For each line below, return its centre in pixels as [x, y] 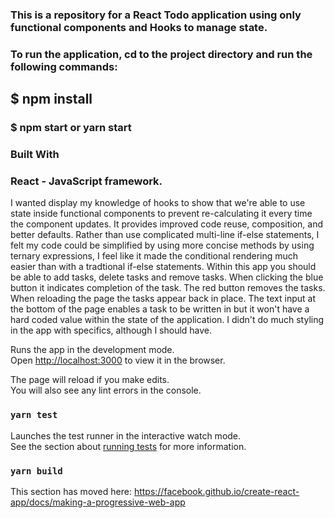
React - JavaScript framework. [86, 181]
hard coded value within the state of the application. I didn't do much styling [167, 320]
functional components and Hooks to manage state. [139, 27]
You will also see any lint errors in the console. [106, 390]
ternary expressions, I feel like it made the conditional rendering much [154, 256]
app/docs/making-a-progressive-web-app [98, 502]
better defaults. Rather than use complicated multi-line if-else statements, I [165, 235]
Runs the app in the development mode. [92, 350]
